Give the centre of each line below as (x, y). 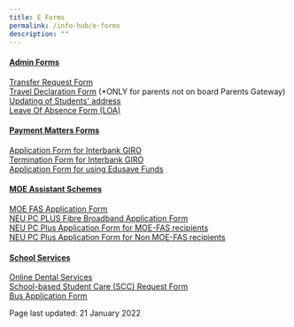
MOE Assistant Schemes (56, 189)
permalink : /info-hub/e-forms (65, 26)
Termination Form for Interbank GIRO (77, 160)
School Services (40, 257)
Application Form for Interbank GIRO (75, 150)
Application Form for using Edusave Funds (86, 168)
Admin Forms (35, 62)
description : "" (39, 34)
